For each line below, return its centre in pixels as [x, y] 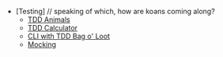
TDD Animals [49, 20]
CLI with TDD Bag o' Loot [69, 36]
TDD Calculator [52, 28]
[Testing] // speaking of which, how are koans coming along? [115, 11]
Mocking [42, 45]
